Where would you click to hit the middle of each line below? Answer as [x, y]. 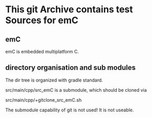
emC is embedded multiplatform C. [42, 52]
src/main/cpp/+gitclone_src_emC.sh [44, 100]
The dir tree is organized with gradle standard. [54, 80]
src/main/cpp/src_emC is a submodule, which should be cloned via [76, 90]
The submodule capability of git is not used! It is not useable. [70, 110]
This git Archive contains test [69, 9]
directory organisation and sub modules [70, 68]
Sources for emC [42, 20]
